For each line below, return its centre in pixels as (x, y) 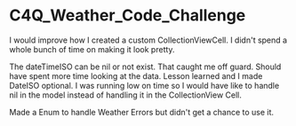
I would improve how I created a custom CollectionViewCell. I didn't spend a (148, 40)
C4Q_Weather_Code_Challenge (128, 16)
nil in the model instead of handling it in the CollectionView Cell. (126, 95)
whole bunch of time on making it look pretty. (92, 49)
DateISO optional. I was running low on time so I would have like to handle (144, 85)
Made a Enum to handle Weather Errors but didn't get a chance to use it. (141, 112)
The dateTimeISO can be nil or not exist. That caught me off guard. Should (145, 67)
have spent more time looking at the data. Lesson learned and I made (136, 75)
